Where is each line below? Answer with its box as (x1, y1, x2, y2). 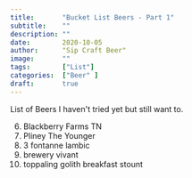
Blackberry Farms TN (22, 121, 102, 132)
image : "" (10, 54, 71, 63)
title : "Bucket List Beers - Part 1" (10, 12, 175, 22)
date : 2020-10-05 (10, 37, 103, 47)
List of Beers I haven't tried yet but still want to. (10, 103, 184, 114)
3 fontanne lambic (22, 140, 90, 150)
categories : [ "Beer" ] (10, 71, 99, 80)
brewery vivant (22, 149, 79, 160)
